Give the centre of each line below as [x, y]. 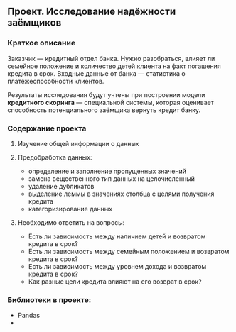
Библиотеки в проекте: [49, 299]
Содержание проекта [47, 128]
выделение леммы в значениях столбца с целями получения [121, 194]
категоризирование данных [70, 209]
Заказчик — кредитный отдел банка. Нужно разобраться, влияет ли [111, 58]
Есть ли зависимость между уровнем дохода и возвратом [117, 266]
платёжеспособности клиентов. [56, 81]
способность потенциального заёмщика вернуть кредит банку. [104, 110]
